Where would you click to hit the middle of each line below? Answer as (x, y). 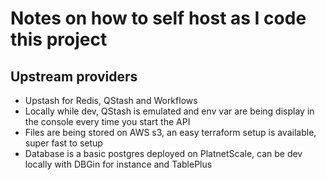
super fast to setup (63, 143)
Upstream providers (74, 76)
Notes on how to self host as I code (158, 18)
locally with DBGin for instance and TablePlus (118, 164)
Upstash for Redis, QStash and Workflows (111, 100)
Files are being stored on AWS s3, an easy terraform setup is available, (170, 132)
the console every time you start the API (107, 121)
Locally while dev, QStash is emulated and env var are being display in (169, 111)
